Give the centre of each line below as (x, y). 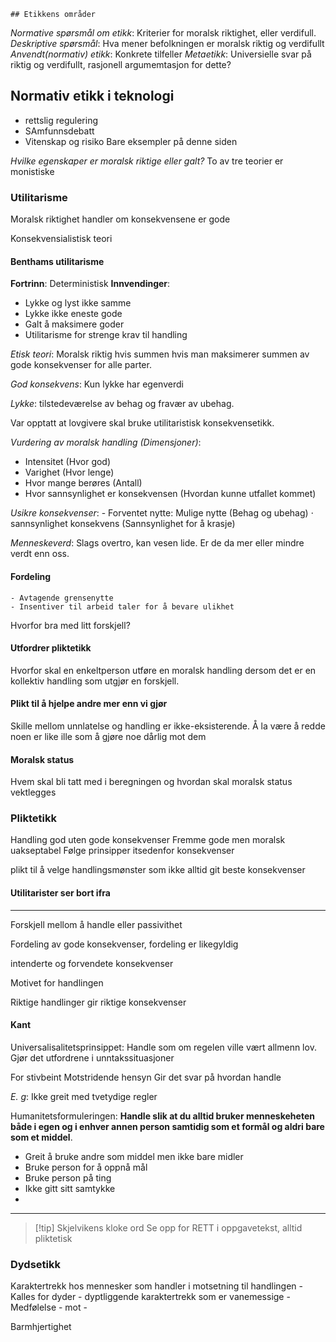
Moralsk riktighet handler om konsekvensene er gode (120, 219)
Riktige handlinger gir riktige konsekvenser (98, 1002)
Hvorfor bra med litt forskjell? (70, 625)
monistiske (32, 171)
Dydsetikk (35, 1264)
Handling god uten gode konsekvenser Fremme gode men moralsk (148, 840)
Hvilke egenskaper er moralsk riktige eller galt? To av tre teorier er (147, 161)
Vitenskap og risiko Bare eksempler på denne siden (131, 141)
